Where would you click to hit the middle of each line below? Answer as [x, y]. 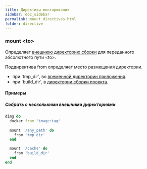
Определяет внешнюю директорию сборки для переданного [70, 52]
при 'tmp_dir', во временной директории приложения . [69, 76]
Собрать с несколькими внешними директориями [60, 104]
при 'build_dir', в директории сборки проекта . [60, 82]
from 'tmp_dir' [30, 135]
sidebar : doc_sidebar [27, 14]
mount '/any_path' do [32, 130]
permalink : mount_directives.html [41, 19]
